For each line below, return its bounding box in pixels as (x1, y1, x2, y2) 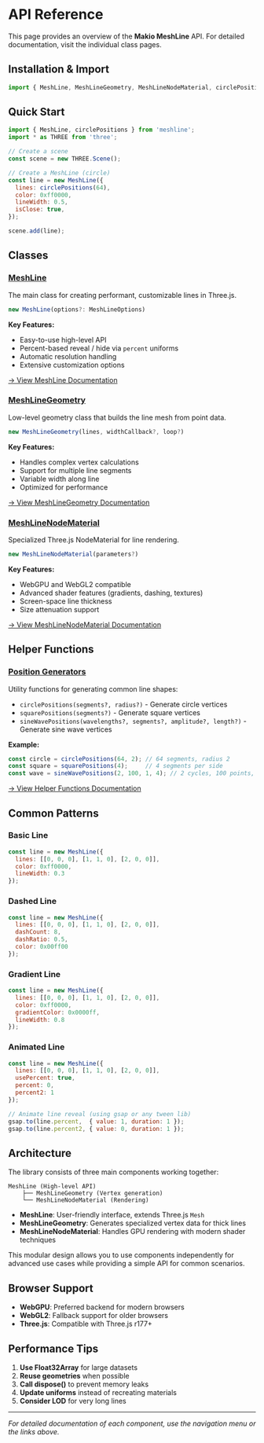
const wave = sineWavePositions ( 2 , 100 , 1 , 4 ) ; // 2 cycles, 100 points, (8, 769, 255, 777)
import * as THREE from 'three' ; (8, 134, 118, 141)
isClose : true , (15, 206, 65, 214)
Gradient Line (8, 968, 61, 979)
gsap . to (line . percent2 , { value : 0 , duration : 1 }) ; (8, 1125, 185, 1133)
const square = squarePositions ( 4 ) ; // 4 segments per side (8, 762, 223, 770)
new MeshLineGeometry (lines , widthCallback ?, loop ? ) (8, 428, 185, 435)
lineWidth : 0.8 (15, 1015, 65, 1023)
